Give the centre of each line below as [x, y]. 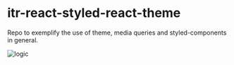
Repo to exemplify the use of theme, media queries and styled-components [117, 32]
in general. [23, 40]
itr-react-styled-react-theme [94, 13]
